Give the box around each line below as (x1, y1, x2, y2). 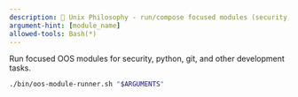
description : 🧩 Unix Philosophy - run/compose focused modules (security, (9, 12, 292, 22)
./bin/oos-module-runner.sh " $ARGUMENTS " (9, 80, 165, 89)
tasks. (9, 63, 32, 73)
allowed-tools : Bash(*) (9, 29, 98, 38)
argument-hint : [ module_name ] (9, 21, 122, 30)
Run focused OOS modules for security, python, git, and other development (9, 54, 286, 64)
